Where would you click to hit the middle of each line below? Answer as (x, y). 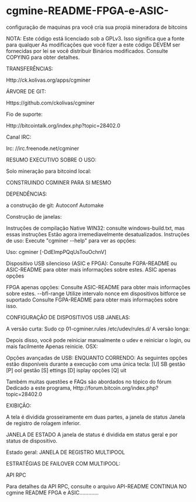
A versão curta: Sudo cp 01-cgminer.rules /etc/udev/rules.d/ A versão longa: (98, 329)
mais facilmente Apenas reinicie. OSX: (52, 346)
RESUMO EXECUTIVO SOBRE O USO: (51, 159)
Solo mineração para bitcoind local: (49, 171)
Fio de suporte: (24, 114)
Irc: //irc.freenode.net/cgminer (43, 148)
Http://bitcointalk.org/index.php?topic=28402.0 (63, 125)
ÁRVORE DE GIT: (26, 91)
